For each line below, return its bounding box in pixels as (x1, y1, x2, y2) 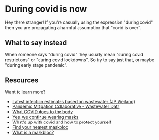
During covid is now (5, 3, 87, 15)
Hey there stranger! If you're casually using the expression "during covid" (5, 19, 153, 25)
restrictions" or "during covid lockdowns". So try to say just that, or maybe (5, 57, 155, 63)
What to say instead (5, 39, 67, 47)
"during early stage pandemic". (5, 62, 68, 68)
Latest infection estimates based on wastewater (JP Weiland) (12, 98, 136, 104)
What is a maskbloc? (12, 129, 54, 135)
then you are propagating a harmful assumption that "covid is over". (5, 24, 141, 30)
